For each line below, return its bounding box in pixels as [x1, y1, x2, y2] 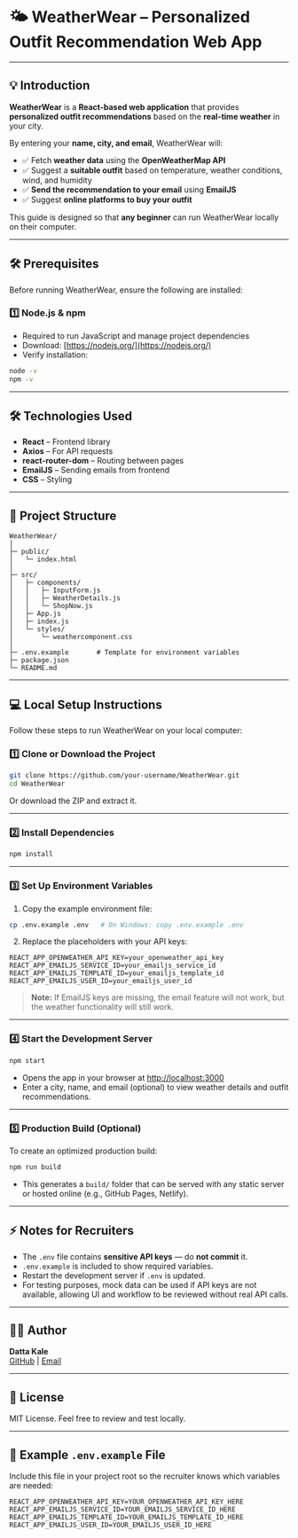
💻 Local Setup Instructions [9, 697, 162, 712]
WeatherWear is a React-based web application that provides [9, 101, 239, 112]
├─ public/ [9, 547, 50, 557]
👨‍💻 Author [9, 1323, 67, 1338]
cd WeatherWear [9, 779, 66, 789]
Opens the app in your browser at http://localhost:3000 [21, 1072, 224, 1082]
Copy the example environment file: [21, 903, 153, 914]
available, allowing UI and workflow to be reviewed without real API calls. [21, 1289, 289, 1300]
